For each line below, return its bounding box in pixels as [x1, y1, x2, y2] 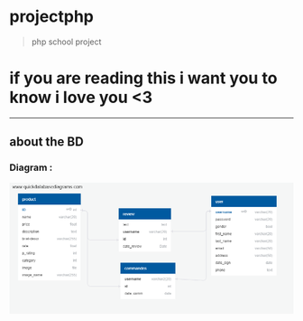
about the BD [9, 134, 84, 150]
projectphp [9, 6, 95, 27]
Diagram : [9, 161, 53, 174]
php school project [31, 36, 102, 47]
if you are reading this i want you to [9, 68, 278, 89]
